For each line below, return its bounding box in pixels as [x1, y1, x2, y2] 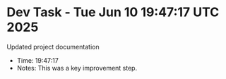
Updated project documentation [6, 42, 100, 51]
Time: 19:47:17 [16, 56, 59, 64]
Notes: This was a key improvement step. [16, 63, 138, 72]
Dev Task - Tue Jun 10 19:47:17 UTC [6, 4, 220, 20]
